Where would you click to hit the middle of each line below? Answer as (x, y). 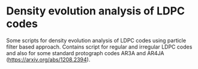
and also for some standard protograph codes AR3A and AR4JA (85, 53)
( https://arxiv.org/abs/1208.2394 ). (48, 59)
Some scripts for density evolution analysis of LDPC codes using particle (96, 40)
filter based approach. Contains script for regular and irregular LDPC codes (99, 47)
